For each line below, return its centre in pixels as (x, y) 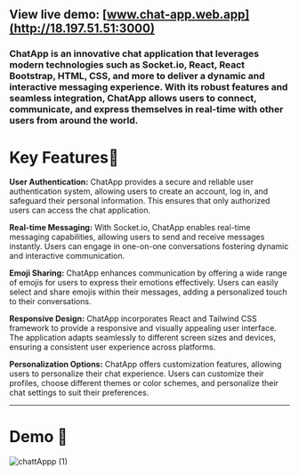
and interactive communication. (67, 256)
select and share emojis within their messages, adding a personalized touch (148, 292)
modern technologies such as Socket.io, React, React (127, 65)
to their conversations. (50, 302)
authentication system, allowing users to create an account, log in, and (139, 191)
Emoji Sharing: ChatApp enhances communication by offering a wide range (148, 273)
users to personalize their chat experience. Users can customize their (137, 374)
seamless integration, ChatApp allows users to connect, (133, 99)
